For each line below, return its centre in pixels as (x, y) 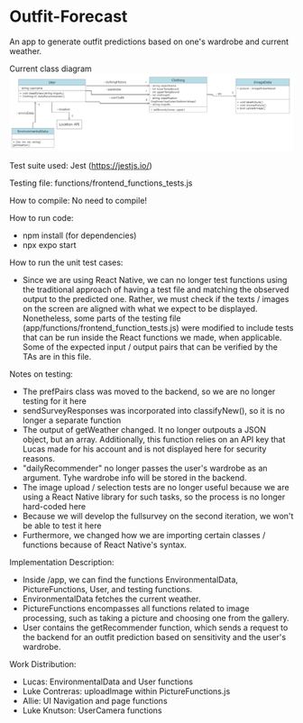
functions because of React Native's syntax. (105, 545)
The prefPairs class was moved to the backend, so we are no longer (149, 392)
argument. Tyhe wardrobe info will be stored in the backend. (134, 478)
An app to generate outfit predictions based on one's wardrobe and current (149, 41)
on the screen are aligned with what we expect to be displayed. (140, 309)
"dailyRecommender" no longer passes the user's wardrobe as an (145, 468)
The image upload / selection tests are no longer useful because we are (156, 488)
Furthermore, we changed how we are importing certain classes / (144, 535)
